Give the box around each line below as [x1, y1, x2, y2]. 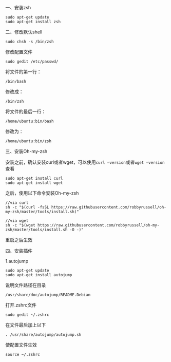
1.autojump [5, 258, 29, 264]
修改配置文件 [5, 49, 32, 55]
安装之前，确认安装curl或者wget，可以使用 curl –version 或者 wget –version [5, 159, 165, 165]
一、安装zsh [5, 5, 31, 10]
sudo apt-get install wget [5, 180, 63, 185]
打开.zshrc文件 [5, 302, 37, 308]
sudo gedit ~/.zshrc [5, 312, 50, 317]
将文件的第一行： [5, 69, 42, 74]
